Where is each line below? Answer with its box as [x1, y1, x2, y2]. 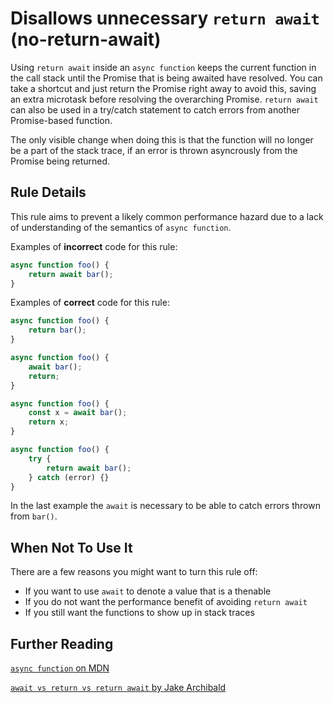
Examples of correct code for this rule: [10, 297, 170, 309]
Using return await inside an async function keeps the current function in [10, 61, 317, 73]
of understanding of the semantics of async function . [10, 221, 232, 233]
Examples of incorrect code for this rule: [10, 240, 178, 252]
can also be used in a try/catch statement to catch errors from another [10, 103, 300, 116]
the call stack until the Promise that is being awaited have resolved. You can [10, 72, 323, 84]
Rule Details [10, 184, 87, 201]
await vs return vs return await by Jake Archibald [10, 682, 227, 693]
